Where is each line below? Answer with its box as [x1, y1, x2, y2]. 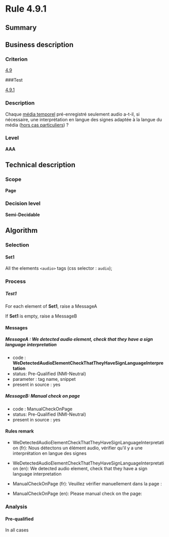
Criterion [5, 55, 28, 62]
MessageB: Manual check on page [5, 393, 80, 399]
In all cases [5, 527, 29, 533]
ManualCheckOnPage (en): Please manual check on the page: [12, 490, 143, 496]
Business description [5, 40, 74, 49]
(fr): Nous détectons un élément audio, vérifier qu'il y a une [19, 445, 143, 451]
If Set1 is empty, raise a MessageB [5, 313, 77, 319]
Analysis [5, 503, 28, 510]
